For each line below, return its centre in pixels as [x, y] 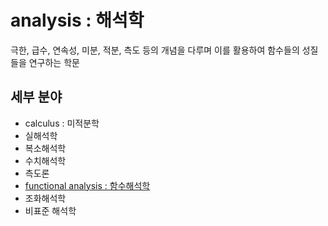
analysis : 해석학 [77, 20]
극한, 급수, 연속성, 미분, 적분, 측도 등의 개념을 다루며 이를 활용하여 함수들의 [155, 50]
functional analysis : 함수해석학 [87, 185]
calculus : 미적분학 [62, 123]
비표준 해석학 [50, 210]
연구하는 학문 [54, 62]
